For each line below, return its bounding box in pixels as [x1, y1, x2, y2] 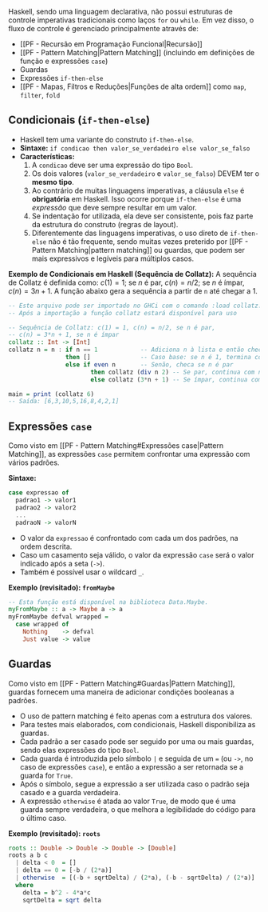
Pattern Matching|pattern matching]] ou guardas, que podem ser [31, 245, 245, 254]
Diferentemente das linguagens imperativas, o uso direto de [31, 228, 229, 238]
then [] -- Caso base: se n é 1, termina [65, 354, 251, 362]
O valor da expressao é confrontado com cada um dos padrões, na [19, 533, 238, 542]
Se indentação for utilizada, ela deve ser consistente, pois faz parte [31, 211, 254, 221]
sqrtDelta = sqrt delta [22, 896, 102, 904]
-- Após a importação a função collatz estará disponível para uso [8, 309, 238, 317]
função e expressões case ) [19, 56, 108, 66]
